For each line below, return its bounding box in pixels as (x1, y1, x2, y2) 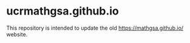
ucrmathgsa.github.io (6, 4, 120, 18)
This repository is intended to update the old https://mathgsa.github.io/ (6, 24, 184, 31)
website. (6, 30, 28, 38)
